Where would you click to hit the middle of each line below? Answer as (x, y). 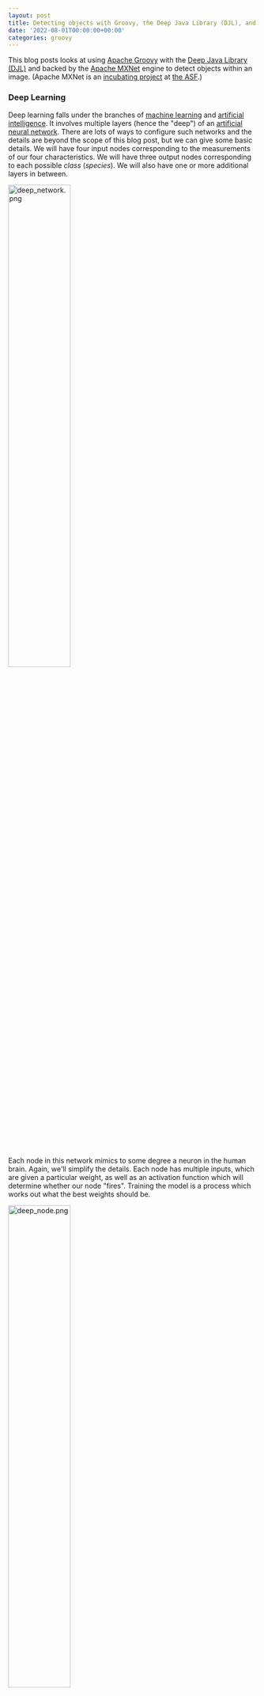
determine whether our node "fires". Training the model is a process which (130, 1186)
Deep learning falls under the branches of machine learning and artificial (126, 115)
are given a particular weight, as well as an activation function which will (126, 1177)
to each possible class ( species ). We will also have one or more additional (128, 165)
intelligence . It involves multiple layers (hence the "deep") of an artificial (125, 123)
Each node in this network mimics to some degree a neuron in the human (127, 1160)
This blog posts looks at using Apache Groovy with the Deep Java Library (128, 60)
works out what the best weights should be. (79, 1194)
